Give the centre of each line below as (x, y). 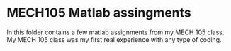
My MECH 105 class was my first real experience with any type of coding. (114, 39)
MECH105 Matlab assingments (99, 13)
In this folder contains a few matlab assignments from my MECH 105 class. (115, 32)
